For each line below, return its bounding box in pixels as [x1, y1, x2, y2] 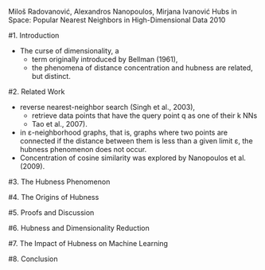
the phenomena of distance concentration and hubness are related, [31, 63, 253, 72]
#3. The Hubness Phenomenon [8, 177, 111, 186]
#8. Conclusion [8, 254, 58, 264]
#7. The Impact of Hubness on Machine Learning [8, 239, 169, 248]
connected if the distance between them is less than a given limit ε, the [19, 136, 253, 146]
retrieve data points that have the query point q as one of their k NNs [31, 111, 258, 120]
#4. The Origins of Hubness [8, 193, 99, 202]
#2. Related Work [8, 87, 65, 96]
